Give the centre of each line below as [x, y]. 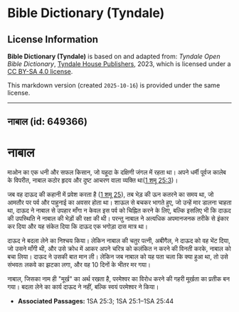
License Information [53, 39]
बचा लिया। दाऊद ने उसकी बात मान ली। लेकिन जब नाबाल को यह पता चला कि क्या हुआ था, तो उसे [118, 257]
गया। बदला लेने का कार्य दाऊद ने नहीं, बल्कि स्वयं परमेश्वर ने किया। [83, 287]
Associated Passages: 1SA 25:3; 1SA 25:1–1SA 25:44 [96, 301]
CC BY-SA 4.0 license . [40, 71]
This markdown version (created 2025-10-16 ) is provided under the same [114, 85]
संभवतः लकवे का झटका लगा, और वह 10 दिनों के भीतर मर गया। [79, 265]
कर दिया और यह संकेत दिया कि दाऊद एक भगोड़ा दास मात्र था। [78, 227]
